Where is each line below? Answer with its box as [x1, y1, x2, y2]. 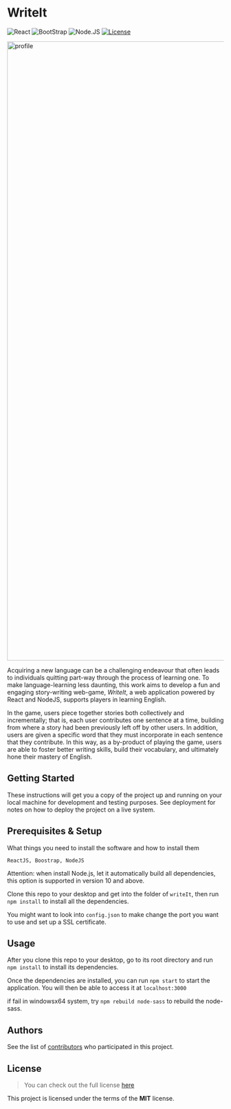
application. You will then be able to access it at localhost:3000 [7, 984, 187, 992]
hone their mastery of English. [7, 752, 93, 761]
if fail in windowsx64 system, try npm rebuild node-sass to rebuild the [7, 997, 205, 1006]
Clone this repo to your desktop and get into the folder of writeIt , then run [7, 889, 219, 898]
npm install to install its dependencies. [7, 963, 119, 971]
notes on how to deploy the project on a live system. [7, 805, 155, 814]
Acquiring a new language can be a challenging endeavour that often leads [7, 666, 220, 674]
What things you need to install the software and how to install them [7, 843, 199, 852]
